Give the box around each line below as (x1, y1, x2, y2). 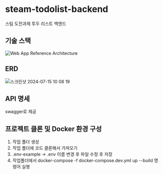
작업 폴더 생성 (12, 139, 39, 145)
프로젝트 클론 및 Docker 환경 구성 (5, 125, 102, 133)
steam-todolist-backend (5, 3, 108, 15)
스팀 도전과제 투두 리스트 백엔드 (5, 20, 67, 26)
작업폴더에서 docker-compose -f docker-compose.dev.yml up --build (12, 158, 153, 164)
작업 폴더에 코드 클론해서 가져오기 (12, 145, 78, 151)
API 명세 (5, 94, 30, 103)
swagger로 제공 (5, 109, 36, 115)
